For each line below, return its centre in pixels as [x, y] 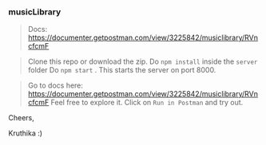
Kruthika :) [25, 133]
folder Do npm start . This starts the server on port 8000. [122, 70]
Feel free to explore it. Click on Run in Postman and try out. [147, 103]
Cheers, [21, 118]
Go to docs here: [56, 85]
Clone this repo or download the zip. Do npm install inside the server [143, 61]
